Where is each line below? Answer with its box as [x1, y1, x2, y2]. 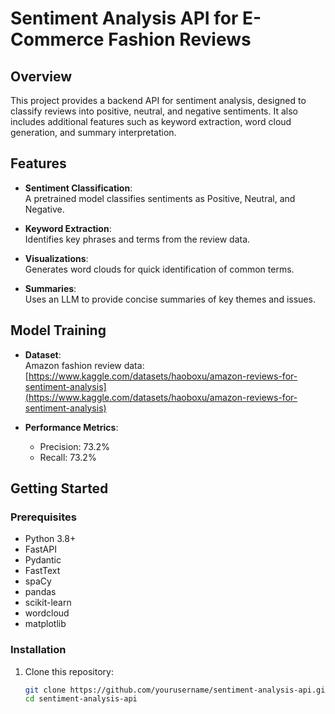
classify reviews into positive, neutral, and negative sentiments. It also [10, 105, 298, 117]
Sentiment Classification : [24, 182, 133, 194]
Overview [10, 68, 73, 85]
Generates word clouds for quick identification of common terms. [24, 263, 295, 275]
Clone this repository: [24, 665, 114, 677]
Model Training [10, 322, 107, 339]
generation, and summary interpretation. [10, 127, 177, 138]
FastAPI [24, 543, 57, 556]
